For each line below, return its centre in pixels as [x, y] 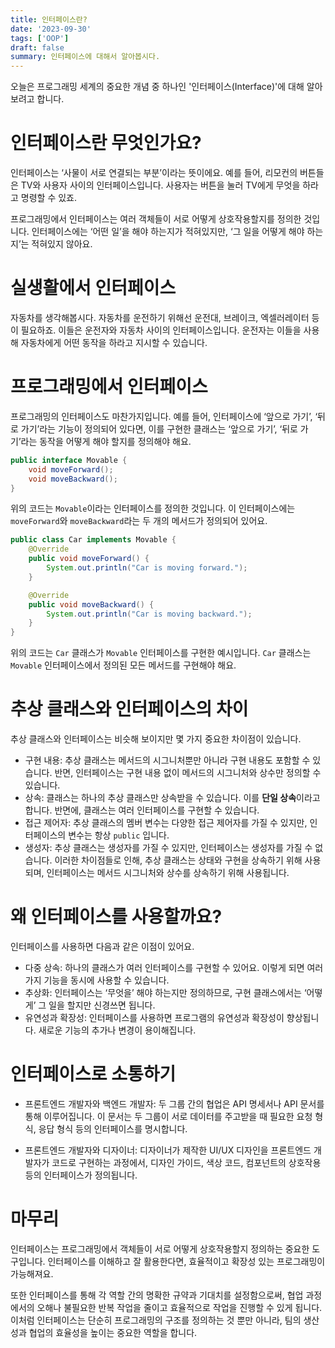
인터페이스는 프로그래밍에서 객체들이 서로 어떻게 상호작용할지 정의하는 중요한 [160, 1248]
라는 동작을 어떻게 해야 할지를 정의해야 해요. [106, 441]
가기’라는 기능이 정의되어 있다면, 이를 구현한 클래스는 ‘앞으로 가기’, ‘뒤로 [159, 428]
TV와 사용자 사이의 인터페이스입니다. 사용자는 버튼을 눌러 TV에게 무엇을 [160, 185]
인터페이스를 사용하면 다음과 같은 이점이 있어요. [102, 947]
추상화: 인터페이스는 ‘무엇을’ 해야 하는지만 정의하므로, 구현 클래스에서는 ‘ [165, 993]
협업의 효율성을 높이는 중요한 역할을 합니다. [113, 1332]
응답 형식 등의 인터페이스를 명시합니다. [113, 1129]
